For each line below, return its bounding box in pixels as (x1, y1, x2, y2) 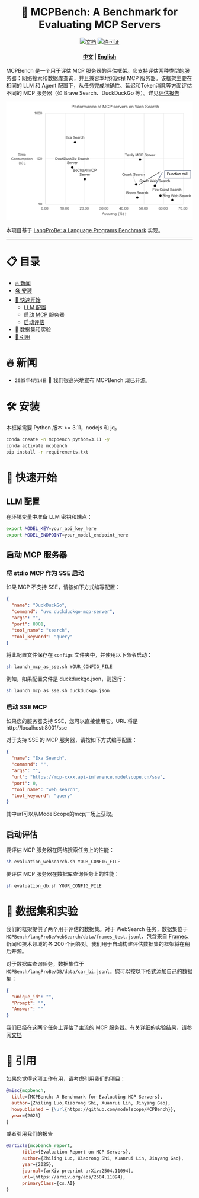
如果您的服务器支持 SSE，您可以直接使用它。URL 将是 (6, 718, 138, 725)
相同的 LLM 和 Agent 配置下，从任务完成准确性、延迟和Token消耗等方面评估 (6, 82, 192, 89)
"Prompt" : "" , (11, 1000, 46, 1006)
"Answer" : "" (11, 1006, 44, 1012)
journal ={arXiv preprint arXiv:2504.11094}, (21, 1168, 134, 1174)
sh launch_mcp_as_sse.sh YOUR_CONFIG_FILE (6, 664, 113, 670)
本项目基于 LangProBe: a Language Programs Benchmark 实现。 (6, 226, 164, 233)
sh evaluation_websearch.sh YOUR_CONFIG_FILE (6, 859, 120, 865)
